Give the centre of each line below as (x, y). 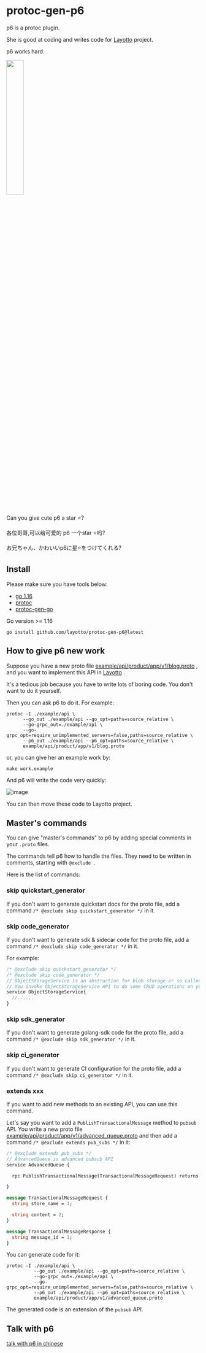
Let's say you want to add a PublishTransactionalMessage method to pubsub (102, 1122)
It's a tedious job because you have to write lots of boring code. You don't (100, 684)
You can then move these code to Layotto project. (69, 804)
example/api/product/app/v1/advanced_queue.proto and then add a (92, 1135)
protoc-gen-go (34, 609)
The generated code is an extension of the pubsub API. (75, 1309)
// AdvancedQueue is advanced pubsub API (60, 1159)
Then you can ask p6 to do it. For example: (60, 703)
